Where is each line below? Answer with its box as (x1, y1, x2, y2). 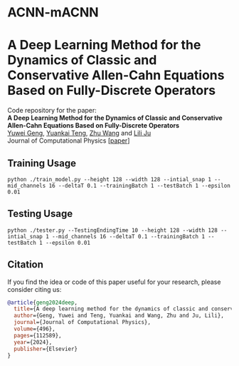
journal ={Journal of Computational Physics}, (14, 319, 152, 326)
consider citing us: (7, 285, 62, 293)
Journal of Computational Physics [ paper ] (7, 136, 130, 145)
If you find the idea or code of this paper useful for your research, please (7, 278, 221, 286)
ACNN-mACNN (7, 4, 99, 21)
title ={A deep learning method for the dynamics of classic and (14, 305, 208, 312)
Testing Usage (7, 208, 73, 220)
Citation (7, 258, 44, 271)
